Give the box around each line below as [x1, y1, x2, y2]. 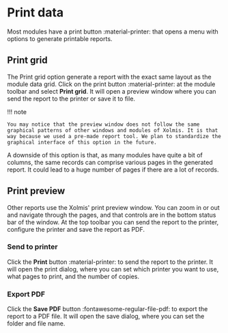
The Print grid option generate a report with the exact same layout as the [7, 72, 212, 81]
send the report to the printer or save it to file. [7, 94, 135, 103]
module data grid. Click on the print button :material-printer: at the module [7, 80, 216, 88]
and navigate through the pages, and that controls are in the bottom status [7, 211, 216, 219]
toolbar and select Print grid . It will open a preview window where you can [7, 87, 216, 95]
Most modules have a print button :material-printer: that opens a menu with [7, 27, 218, 36]
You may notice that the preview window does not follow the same [7, 121, 200, 128]
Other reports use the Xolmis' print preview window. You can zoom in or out [7, 203, 220, 211]
